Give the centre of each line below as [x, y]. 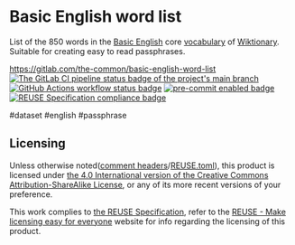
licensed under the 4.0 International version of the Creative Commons [139, 174]
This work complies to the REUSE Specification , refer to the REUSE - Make [148, 212]
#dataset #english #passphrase [68, 115]
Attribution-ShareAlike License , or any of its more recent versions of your [145, 184]
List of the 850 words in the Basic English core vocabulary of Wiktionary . [144, 42]
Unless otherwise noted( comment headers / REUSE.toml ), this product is [142, 165]
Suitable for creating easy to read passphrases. [97, 51]
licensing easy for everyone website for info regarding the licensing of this [147, 221]
